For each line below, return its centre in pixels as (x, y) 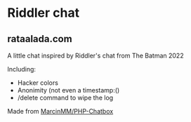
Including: (22, 69)
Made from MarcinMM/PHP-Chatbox (60, 111)
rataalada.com (40, 39)
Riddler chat (43, 13)
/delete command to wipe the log (65, 97)
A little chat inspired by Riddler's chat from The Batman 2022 (95, 55)
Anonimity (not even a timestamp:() (68, 90)
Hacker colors (38, 83)
